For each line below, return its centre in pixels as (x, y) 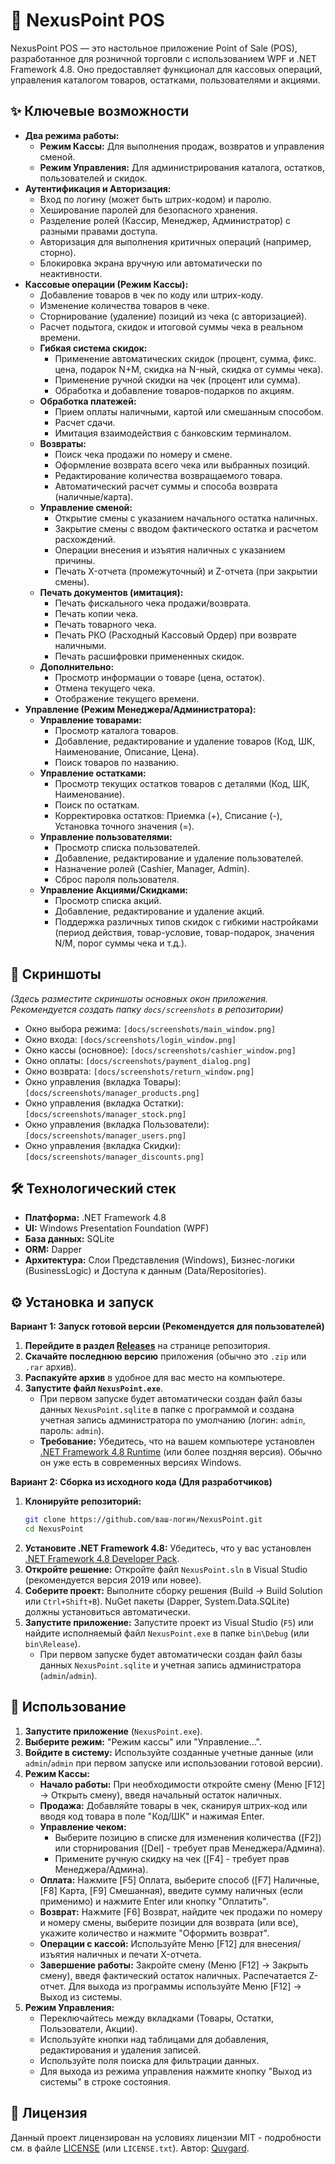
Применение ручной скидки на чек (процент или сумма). (177, 380)
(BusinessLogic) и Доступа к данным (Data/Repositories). (145, 1271)
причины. (75, 560)
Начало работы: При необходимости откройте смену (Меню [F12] (182, 1784)
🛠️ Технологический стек (93, 1188)
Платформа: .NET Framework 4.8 (95, 1218)
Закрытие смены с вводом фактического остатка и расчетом (186, 528)
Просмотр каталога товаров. (116, 730)
